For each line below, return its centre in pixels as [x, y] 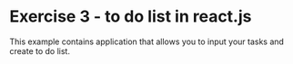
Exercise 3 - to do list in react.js [131, 17]
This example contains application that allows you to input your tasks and [147, 41]
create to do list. [40, 50]
